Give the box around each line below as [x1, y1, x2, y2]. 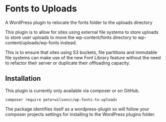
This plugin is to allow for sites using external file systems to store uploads [5, 29, 159, 35]
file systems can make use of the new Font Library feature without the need [5, 54, 161, 60]
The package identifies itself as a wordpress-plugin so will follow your [5, 106, 149, 112]
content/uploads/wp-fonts [5, 39, 59, 45]
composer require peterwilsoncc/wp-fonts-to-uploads [5, 97, 117, 102]
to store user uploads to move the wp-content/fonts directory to [5, 34, 137, 40]
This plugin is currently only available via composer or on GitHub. [5, 88, 140, 94]
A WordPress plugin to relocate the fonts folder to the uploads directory [5, 19, 152, 25]
